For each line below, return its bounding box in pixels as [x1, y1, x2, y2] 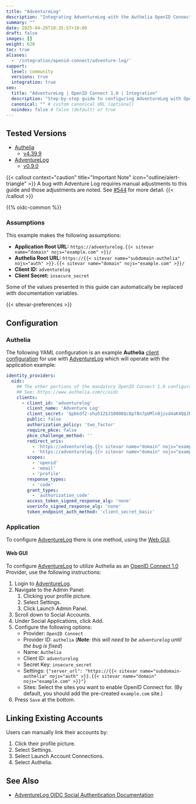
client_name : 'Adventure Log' [27, 406, 100, 411]
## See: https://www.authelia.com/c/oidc [16, 389, 118, 395]
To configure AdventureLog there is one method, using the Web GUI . [6, 536, 171, 543]
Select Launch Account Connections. [14, 752, 104, 759]
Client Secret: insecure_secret [14, 272, 89, 279]
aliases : [6, 52, 27, 58]
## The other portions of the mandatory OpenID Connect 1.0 [16, 383, 166, 390]
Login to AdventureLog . [14, 580, 72, 587]
